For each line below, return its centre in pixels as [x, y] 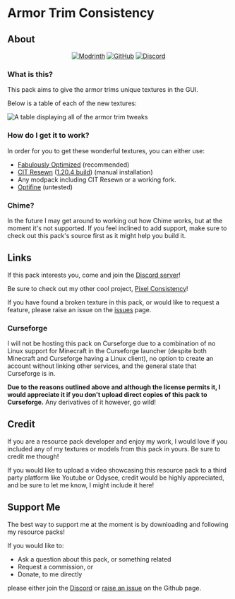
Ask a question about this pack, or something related [94, 559]
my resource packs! [36, 532]
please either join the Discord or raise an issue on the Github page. [104, 588]
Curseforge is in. [31, 373]
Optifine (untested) [45, 187]
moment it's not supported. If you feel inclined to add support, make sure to [117, 228]
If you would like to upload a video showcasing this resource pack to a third [117, 470]
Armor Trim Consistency [81, 13]
